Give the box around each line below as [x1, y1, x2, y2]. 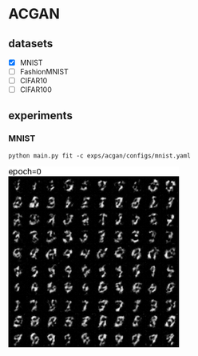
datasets [8, 37, 53, 50]
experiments [8, 109, 73, 122]
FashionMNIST [19, 67, 69, 77]
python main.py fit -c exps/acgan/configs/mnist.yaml [8, 151, 192, 160]
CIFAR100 [19, 85, 52, 94]
